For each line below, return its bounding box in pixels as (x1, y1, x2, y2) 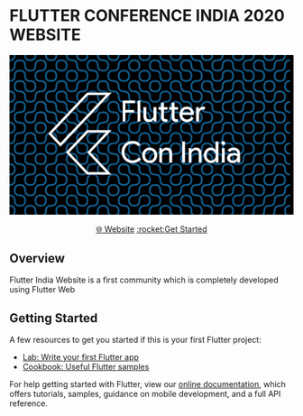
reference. (9, 398, 48, 409)
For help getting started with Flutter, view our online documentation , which (9, 379, 287, 390)
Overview (9, 250, 66, 266)
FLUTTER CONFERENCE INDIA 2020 (9, 5, 286, 26)
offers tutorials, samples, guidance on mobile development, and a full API (9, 389, 281, 400)
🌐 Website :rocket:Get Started (96, 224, 207, 235)
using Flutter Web (9, 284, 75, 295)
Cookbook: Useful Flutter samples (22, 362, 150, 373)
